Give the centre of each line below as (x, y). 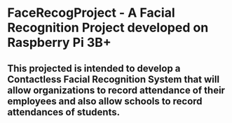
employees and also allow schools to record (105, 101)
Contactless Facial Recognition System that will (113, 79)
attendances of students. (64, 112)
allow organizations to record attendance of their (116, 90)
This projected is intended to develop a (94, 68)
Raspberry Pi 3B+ (60, 43)
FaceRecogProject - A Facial (91, 13)
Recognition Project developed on (108, 28)
